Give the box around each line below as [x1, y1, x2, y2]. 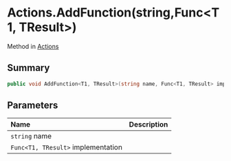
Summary [7, 62, 50, 74]
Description [129, 120, 168, 129]
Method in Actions [7, 42, 59, 50]
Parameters [7, 100, 58, 111]
